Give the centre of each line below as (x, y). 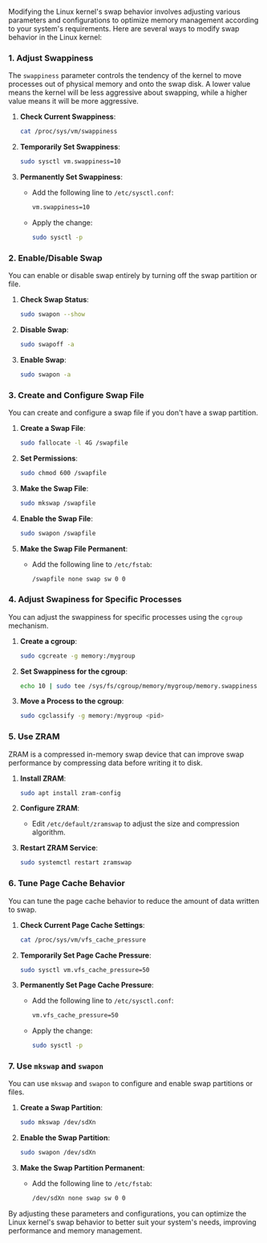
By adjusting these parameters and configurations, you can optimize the (127, 1214)
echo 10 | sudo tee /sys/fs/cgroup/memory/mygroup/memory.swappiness (139, 686)
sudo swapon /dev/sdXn (58, 1153)
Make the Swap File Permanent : (74, 548)
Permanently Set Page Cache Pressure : (87, 985)
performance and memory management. (75, 1231)
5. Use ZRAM (34, 736)
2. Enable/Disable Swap (55, 258)
